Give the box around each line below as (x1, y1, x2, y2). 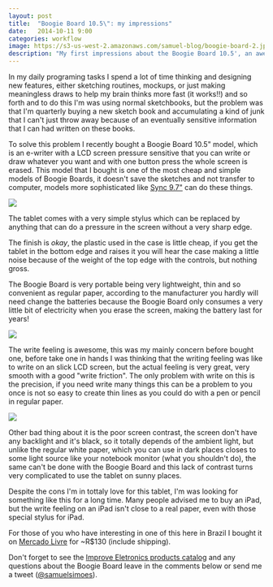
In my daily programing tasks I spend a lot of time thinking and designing (8, 72, 252, 81)
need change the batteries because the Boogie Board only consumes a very (8, 297, 263, 306)
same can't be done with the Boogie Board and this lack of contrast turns (8, 462, 253, 472)
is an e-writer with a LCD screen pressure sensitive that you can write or (8, 148, 250, 158)
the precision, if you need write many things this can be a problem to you (8, 379, 253, 389)
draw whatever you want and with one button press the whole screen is (8, 157, 248, 166)
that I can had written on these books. (8, 123, 136, 133)
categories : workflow (8, 34, 82, 43)
